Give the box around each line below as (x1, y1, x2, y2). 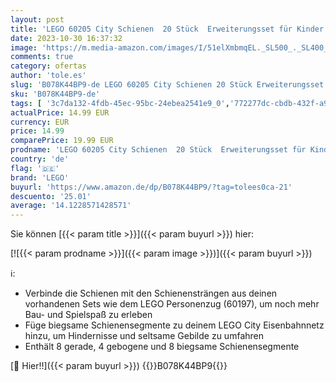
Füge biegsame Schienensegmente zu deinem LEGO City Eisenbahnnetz (24, 319, 325, 331)
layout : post (10, 14, 65, 25)
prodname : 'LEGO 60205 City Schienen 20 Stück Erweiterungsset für (10, 145, 307, 155)
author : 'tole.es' (10, 71, 87, 81)
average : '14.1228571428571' (10, 201, 132, 211)
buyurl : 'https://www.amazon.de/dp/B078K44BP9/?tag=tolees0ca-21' (10, 182, 293, 192)
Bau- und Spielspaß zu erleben (24, 309, 153, 321)
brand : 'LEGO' (10, 172, 70, 183)
